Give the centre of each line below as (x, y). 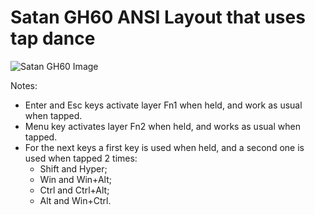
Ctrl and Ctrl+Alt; (74, 190)
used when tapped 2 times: (81, 158)
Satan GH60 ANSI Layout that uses (158, 17)
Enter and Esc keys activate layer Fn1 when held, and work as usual (163, 105)
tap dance (53, 38)
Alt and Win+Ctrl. (75, 200)
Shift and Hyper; (73, 168)
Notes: (24, 85)
